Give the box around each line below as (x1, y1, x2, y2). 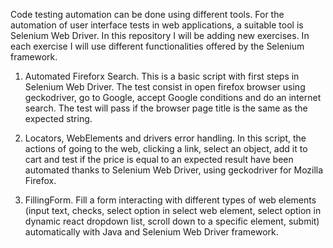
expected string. (24, 113, 93, 124)
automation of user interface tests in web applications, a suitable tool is (10, 19, 304, 31)
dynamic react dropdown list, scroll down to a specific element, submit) (24, 215, 320, 227)
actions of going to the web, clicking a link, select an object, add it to (24, 143, 308, 154)
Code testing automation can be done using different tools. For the (10, 9, 285, 20)
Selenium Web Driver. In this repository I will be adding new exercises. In (10, 30, 310, 41)
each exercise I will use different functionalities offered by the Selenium (10, 40, 305, 52)
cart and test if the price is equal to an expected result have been (24, 154, 294, 165)
